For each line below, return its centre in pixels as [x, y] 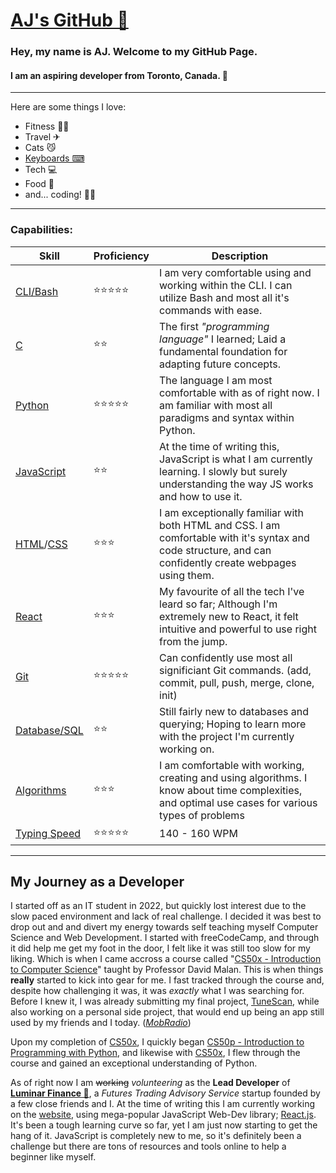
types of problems [202, 815]
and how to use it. [201, 496]
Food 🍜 [39, 184]
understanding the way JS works [236, 484]
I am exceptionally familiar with [232, 512]
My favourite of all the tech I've [232, 591]
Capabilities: [41, 230]
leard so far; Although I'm [218, 604]
